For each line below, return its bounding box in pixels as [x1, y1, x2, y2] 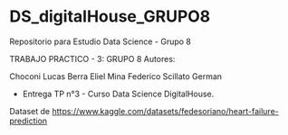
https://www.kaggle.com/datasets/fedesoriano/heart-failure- [52, 105, 279, 116]
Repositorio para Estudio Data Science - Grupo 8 [9, 36, 192, 47]
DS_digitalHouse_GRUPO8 [9, 6, 211, 27]
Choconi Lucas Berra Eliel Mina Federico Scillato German [9, 70, 223, 82]
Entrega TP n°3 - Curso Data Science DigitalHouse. [22, 88, 215, 99]
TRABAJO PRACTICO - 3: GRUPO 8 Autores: [9, 53, 176, 64]
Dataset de [9, 105, 51, 116]
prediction [9, 115, 48, 126]
